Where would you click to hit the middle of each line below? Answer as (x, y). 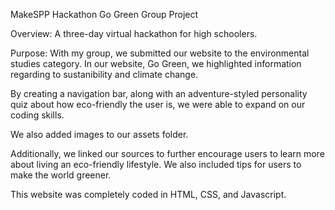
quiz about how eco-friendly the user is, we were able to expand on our (158, 104)
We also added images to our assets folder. (99, 134)
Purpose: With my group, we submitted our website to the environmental (160, 53)
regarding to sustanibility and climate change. (104, 74)
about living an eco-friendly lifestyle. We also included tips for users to (156, 164)
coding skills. (37, 115)
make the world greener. (61, 175)
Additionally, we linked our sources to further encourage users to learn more (167, 153)
